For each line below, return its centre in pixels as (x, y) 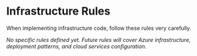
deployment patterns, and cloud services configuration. (77, 46)
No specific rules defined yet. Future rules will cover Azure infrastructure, (99, 40)
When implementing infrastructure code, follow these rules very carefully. (99, 28)
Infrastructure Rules (59, 11)
